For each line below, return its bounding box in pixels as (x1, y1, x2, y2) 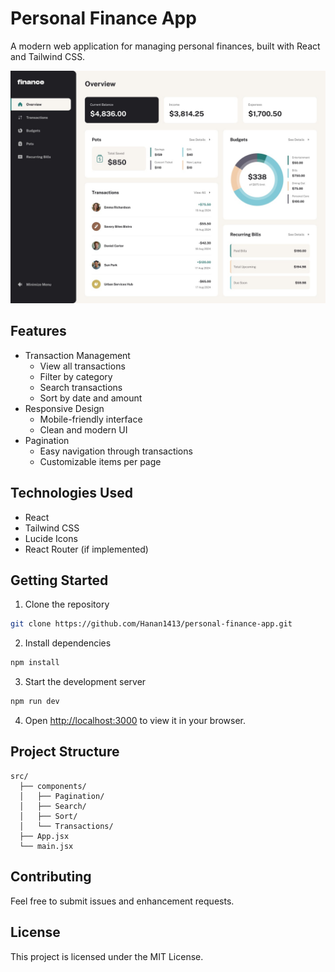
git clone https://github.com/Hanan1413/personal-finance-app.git (10, 619, 293, 629)
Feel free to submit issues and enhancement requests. (10, 895, 235, 907)
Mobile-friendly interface (39, 413, 143, 425)
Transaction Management (24, 349, 131, 361)
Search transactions (39, 381, 123, 393)
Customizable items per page (39, 455, 162, 467)
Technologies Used (10, 485, 133, 502)
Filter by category (39, 370, 113, 382)
